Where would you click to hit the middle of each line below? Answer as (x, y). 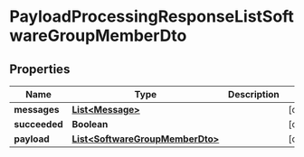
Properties (40, 69)
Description (254, 94)
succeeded (38, 124)
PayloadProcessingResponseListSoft (152, 17)
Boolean (90, 124)
